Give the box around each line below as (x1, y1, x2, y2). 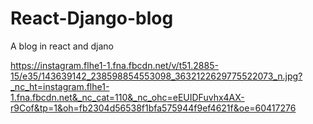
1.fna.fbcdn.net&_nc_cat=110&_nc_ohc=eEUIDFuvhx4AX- (10, 91, 245, 103)
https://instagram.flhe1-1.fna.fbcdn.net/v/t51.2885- (10, 59, 219, 71)
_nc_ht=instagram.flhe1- (10, 80, 110, 92)
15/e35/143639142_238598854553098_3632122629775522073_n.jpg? (10, 70, 303, 82)
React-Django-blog (10, 7, 174, 30)
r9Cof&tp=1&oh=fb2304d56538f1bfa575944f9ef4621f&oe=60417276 (10, 102, 297, 114)
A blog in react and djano (10, 40, 114, 52)
